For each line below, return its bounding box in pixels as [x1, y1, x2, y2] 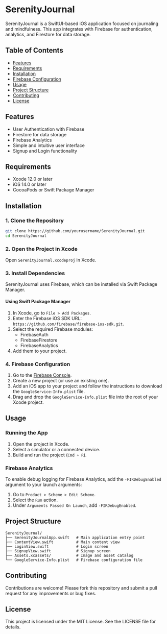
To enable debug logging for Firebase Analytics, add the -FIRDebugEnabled [5, 476, 162, 482]
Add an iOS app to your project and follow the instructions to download [12, 383, 162, 389]
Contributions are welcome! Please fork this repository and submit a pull [5, 584, 157, 591]
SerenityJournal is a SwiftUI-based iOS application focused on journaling [5, 20, 159, 27]
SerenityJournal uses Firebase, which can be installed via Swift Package [5, 281, 158, 287]
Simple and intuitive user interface [12, 142, 85, 149]
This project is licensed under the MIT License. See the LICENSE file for [5, 619, 156, 625]
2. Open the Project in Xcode [5, 245, 78, 252]
